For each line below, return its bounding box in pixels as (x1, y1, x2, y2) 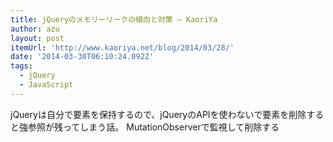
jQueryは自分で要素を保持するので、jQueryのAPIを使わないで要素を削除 (10, 108, 307, 120)
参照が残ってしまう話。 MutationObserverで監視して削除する (27, 121, 280, 133)
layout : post (10, 33, 65, 43)
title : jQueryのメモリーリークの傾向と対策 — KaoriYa (10, 14, 218, 25)
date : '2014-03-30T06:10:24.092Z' (10, 52, 155, 62)
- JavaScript (19, 80, 74, 90)
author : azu (10, 24, 60, 34)
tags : (10, 61, 33, 71)
